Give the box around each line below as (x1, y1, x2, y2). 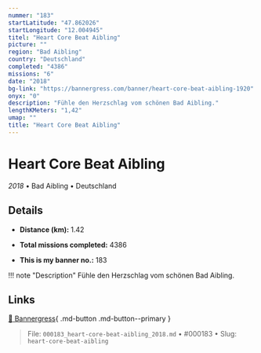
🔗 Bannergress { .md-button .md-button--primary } (8, 314, 171, 323)
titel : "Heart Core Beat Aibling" (8, 33, 121, 42)
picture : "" (8, 41, 47, 49)
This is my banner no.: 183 (19, 255, 107, 264)
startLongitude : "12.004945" (8, 26, 103, 34)
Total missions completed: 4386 (19, 240, 127, 249)
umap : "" (8, 114, 37, 122)
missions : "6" (8, 70, 55, 78)
